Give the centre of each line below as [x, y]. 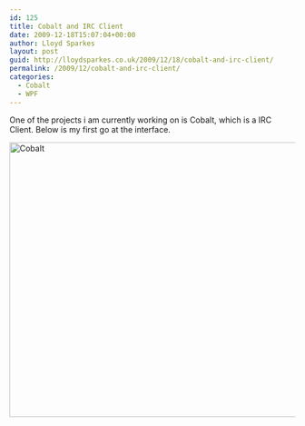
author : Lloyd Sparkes [52, 43]
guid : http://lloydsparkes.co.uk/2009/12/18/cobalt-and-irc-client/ [142, 60]
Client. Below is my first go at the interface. [90, 129]
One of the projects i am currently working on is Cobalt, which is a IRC [141, 120]
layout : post [34, 52]
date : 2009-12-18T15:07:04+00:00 [73, 35]
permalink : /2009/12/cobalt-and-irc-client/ [95, 69]
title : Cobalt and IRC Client [67, 26]
